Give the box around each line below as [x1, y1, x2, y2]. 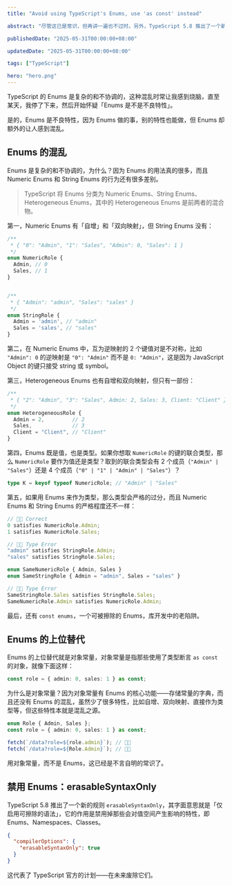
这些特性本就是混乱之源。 [30, 706, 104, 714]
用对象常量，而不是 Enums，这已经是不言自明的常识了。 [7, 759, 168, 767]
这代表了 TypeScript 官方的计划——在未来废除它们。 [7, 871, 157, 879]
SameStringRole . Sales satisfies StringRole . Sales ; [7, 591, 156, 598]
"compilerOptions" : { [13, 838, 76, 845]
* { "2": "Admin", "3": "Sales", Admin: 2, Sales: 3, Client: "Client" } [10, 396, 227, 403]
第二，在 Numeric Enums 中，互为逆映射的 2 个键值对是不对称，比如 [7, 344, 202, 353]
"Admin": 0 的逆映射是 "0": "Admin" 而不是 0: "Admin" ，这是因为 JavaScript [7, 353, 224, 362]
